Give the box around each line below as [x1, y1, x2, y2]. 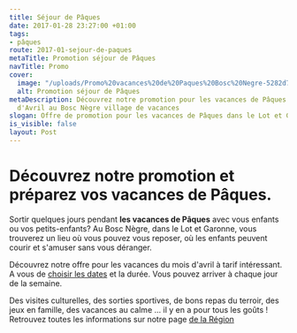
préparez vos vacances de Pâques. [9, 185, 272, 205]
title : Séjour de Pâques [9, 12, 101, 22]
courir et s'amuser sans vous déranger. [9, 242, 152, 253]
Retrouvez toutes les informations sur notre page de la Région [9, 314, 234, 324]
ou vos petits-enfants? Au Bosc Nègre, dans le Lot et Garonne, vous [9, 223, 257, 234]
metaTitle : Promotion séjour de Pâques [9, 54, 156, 63]
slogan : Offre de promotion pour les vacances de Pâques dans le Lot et [9, 111, 283, 120]
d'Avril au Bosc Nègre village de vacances [17, 103, 179, 112]
